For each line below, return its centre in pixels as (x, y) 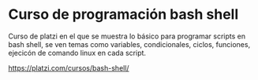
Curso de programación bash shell (123, 15)
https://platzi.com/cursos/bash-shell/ (69, 67)
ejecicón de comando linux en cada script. (77, 53)
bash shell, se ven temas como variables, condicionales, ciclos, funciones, (129, 44)
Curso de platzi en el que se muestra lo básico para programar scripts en (127, 36)
